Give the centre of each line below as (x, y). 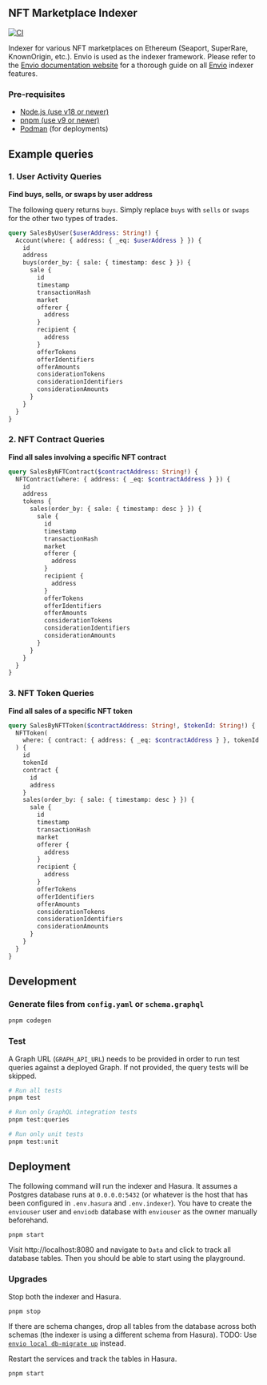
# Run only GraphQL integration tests (73, 1113)
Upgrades (28, 1279)
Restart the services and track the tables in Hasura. (93, 1359)
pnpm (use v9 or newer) (60, 120)
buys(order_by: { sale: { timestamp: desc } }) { (107, 263)
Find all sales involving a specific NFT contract (87, 457)
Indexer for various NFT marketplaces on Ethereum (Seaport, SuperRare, (128, 48)
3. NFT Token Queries (51, 694)
